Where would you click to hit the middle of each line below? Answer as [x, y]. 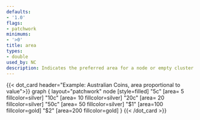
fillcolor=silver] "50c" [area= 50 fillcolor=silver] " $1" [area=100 [85, 104]
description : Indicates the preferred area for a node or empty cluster [100, 68]
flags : [15, 23]
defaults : [19, 12]
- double [17, 57]
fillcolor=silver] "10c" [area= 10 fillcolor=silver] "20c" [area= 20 [85, 98]
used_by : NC [21, 62]
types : [15, 51]
